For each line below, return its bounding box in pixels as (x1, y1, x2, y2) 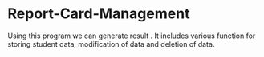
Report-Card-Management (7, 5, 190, 23)
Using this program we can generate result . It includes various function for (7, 31, 256, 40)
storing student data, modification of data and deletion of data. (7, 39, 215, 48)
